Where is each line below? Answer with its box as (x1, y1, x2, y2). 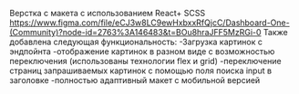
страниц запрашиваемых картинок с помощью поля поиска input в (9, 65, 272, 76)
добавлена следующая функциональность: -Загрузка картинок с (9, 36, 263, 47)
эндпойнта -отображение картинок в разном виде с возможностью (9, 46, 275, 57)
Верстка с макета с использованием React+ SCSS (9, 8, 206, 18)
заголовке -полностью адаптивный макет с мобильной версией (9, 75, 261, 85)
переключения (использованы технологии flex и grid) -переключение (9, 56, 283, 66)
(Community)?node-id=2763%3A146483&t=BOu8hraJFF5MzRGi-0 (9, 27, 262, 37)
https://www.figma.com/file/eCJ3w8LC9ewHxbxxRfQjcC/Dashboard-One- (9, 17, 290, 28)
